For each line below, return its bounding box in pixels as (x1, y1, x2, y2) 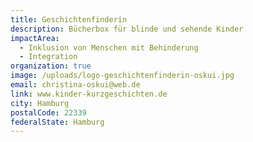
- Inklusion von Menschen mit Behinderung (19, 42, 199, 53)
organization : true (10, 61, 92, 71)
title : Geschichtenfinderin (10, 14, 128, 25)
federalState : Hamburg (10, 117, 105, 127)
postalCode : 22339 (10, 107, 87, 118)
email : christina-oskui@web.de (10, 80, 141, 90)
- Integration (19, 52, 78, 62)
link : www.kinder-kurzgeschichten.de (10, 89, 168, 99)
